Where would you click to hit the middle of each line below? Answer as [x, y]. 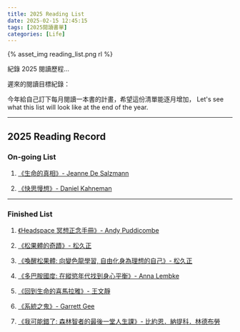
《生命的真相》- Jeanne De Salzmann [73, 173]
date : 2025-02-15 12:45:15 [47, 21]
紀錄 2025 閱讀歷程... [39, 69]
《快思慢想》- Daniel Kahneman [65, 188]
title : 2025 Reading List [46, 14]
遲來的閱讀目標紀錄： [39, 84]
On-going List [32, 156]
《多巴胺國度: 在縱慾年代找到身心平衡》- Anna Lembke [99, 276]
